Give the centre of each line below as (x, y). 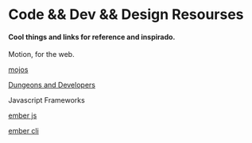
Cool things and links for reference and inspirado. (92, 36)
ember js (23, 115)
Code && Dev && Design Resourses (126, 15)
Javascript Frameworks (47, 100)
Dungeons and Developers (52, 85)
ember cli (24, 131)
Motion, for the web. (41, 55)
